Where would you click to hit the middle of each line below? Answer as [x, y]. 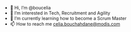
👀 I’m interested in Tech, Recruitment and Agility [60, 13]
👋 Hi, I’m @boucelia [30, 8]
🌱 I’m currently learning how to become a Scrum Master [68, 18]
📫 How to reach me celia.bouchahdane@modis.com [65, 24]
